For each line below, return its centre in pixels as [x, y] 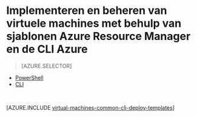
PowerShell [29, 78]
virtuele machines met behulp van [94, 23]
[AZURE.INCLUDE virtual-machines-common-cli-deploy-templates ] [90, 107]
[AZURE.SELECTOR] [46, 66]
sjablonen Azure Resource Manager [98, 36]
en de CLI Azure [47, 49]
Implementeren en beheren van [87, 11]
